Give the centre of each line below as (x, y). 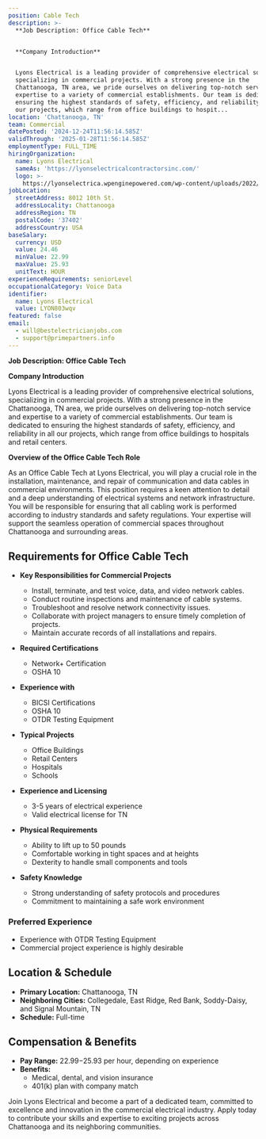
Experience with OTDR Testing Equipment (88, 939)
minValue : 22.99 (42, 257)
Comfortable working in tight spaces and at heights (115, 854)
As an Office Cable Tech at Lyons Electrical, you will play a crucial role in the (133, 472)
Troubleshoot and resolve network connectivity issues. (121, 608)
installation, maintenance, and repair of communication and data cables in (129, 481)
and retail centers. (38, 441)
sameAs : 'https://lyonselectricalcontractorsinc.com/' (108, 168)
